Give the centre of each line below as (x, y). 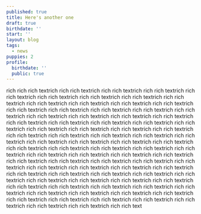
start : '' (19, 34)
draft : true (21, 23)
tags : (13, 46)
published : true (26, 12)
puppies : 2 (20, 57)
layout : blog (23, 40)
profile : (17, 62)
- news (20, 51)
